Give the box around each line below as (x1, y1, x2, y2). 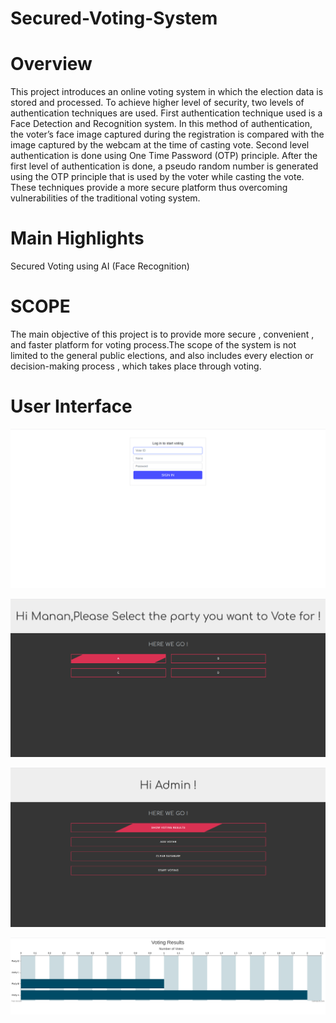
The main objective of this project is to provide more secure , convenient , (10, 328, 315, 340)
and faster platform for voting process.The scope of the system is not (10, 339, 297, 351)
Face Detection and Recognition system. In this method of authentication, (10, 118, 313, 130)
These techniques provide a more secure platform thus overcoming (10, 182, 288, 194)
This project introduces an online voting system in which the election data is (10, 86, 324, 98)
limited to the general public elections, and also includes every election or (10, 350, 314, 361)
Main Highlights (10, 227, 145, 250)
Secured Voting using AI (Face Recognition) (10, 260, 190, 272)
